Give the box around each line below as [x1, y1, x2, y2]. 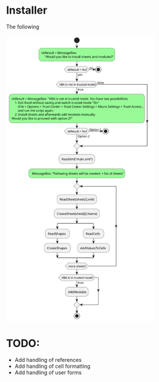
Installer [6, 4, 47, 17]
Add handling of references [14, 357, 82, 364]
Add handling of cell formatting [14, 362, 90, 370]
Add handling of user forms [14, 369, 82, 376]
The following [6, 23, 40, 30]
